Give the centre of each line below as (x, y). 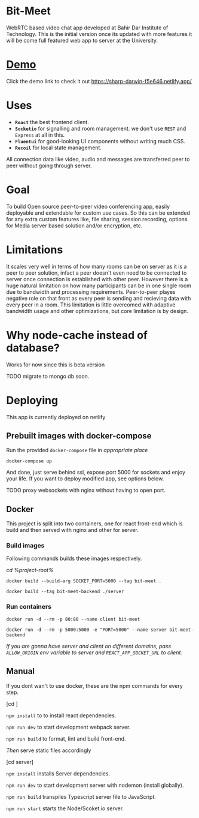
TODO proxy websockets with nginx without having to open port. (86, 491)
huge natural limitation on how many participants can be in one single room (99, 285)
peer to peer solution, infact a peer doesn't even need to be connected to (97, 273)
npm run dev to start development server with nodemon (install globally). (95, 785)
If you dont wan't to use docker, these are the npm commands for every (95, 685)
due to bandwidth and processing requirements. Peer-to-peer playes (91, 291)
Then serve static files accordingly (49, 750)
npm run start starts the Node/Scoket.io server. (65, 808)
